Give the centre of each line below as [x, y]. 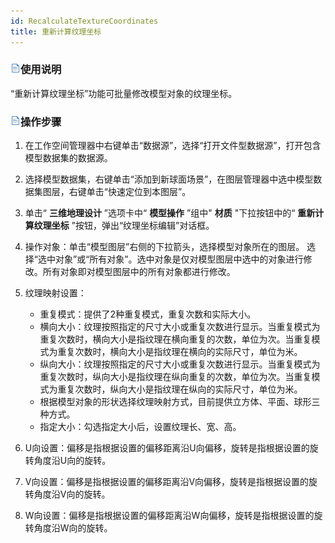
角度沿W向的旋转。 [73, 528]
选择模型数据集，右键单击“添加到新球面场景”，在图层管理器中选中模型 [169, 179]
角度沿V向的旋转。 [72, 494]
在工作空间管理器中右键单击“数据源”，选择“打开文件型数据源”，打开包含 [173, 146]
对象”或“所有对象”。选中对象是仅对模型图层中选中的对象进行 [179, 259]
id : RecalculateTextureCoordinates [84, 21]
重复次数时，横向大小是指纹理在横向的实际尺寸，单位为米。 [180, 352]
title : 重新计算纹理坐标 [56, 31]
